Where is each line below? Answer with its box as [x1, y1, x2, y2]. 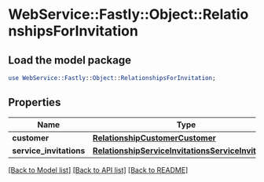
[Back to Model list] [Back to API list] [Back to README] [8, 165, 189, 174]
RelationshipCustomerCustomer [93, 132, 216, 143]
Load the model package [8, 53, 132, 67]
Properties [8, 96, 61, 109]
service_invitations [12, 145, 86, 156]
